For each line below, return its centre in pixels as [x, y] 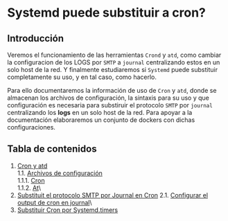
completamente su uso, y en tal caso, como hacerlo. [82, 77]
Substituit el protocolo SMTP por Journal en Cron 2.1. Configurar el [113, 195]
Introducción [36, 38]
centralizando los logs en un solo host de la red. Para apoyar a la [100, 113]
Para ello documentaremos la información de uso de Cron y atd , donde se [112, 90]
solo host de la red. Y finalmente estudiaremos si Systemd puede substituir [113, 70]
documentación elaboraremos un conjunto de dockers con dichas [101, 120]
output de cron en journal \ [54, 202]
